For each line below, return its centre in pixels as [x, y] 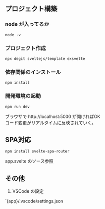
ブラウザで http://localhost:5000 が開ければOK [53, 116]
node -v [13, 35]
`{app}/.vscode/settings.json [34, 201]
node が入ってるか [27, 24]
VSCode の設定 [28, 191]
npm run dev [17, 106]
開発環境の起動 [23, 96]
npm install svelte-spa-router [37, 152]
